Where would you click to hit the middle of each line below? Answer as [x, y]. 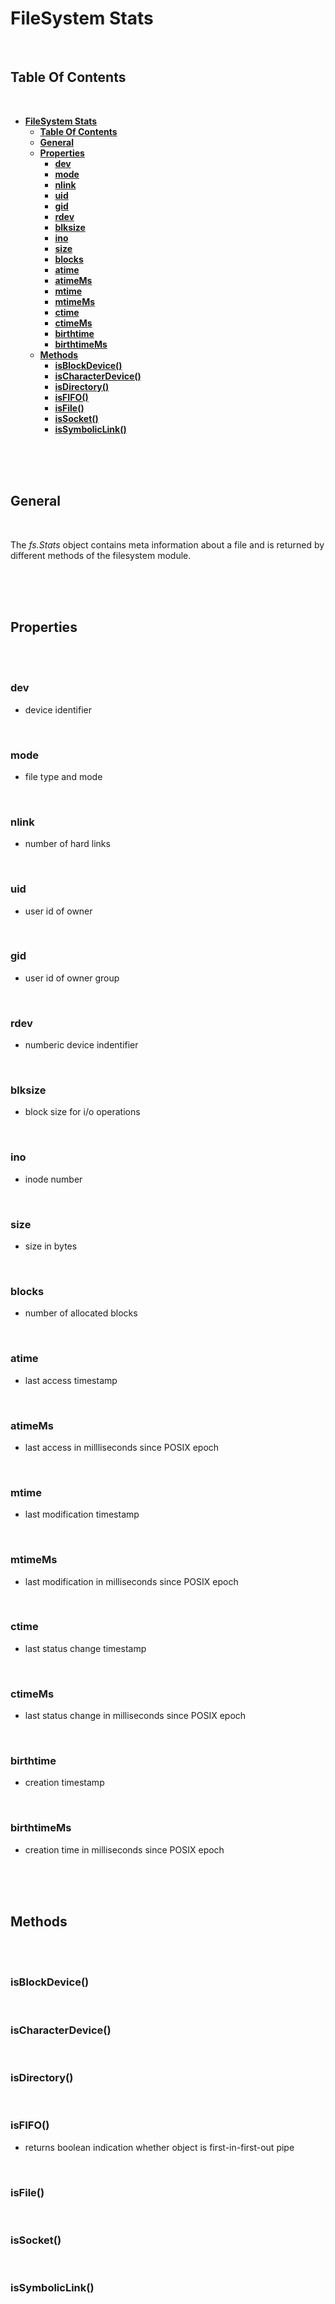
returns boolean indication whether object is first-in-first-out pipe [159, 2147]
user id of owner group [72, 978]
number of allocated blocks [81, 1313]
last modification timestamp [82, 1514]
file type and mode [63, 776]
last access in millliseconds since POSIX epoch [122, 1447]
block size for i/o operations [82, 1112]
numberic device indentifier [81, 1045]
